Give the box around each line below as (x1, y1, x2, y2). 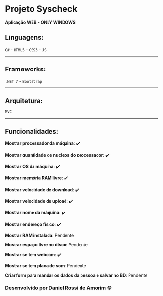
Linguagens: (5, 34, 44, 42)
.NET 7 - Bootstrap (5, 78, 42, 84)
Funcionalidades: (5, 127, 59, 136)
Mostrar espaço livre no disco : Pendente (5, 242, 88, 248)
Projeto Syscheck (5, 3, 78, 15)
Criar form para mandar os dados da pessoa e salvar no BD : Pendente (5, 272, 147, 278)
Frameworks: (5, 65, 46, 73)
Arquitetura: (5, 96, 43, 105)
